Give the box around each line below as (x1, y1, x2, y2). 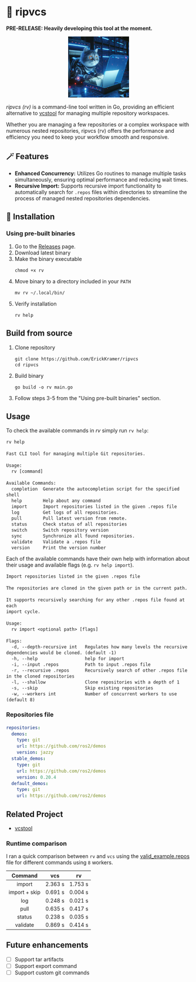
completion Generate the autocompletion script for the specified (11, 486, 180, 492)
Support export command (14, 962, 77, 969)
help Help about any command (11, 498, 101, 504)
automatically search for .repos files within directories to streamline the (14, 189, 188, 196)
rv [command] (11, 468, 43, 475)
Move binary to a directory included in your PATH (14, 277, 131, 284)
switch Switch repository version (11, 527, 109, 534)
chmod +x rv (14, 267, 44, 273)
